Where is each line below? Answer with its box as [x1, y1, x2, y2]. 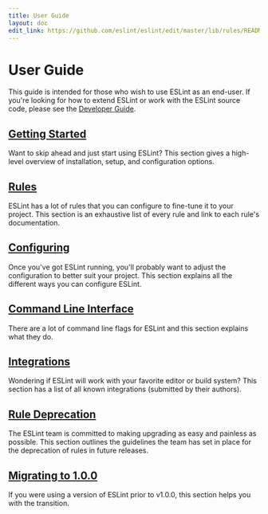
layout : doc [8, 19, 48, 27]
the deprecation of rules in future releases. [8, 445, 149, 455]
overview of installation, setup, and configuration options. [25, 157, 215, 167]
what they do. [8, 332, 53, 341]
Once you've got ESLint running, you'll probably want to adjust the [8, 262, 227, 272]
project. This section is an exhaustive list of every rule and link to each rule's [8, 209, 260, 219]
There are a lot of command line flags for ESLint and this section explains [8, 324, 249, 333]
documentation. [8, 218, 61, 227]
